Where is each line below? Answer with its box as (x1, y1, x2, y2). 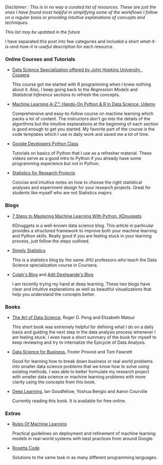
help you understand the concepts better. (12, 291, 96, 297)
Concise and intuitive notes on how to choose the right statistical (12, 180, 142, 186)
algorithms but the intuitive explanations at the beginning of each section (12, 121, 159, 127)
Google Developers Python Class (12, 141, 79, 147)
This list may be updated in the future (5, 29, 80, 35)
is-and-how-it (5, 44, 33, 49)
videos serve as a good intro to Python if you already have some (12, 155, 142, 161)
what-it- (140, 38, 157, 44)
